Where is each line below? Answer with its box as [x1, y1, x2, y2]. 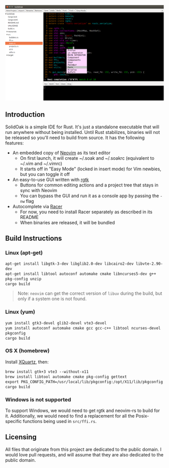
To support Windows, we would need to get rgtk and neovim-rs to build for [5, 407, 160, 414]
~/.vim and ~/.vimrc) [20, 160, 62, 166]
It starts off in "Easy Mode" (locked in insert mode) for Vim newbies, [20, 166, 161, 172]
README [20, 214, 39, 220]
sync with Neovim [20, 187, 58, 193]
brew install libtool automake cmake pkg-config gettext [5, 374, 127, 379]
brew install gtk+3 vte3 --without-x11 [5, 369, 89, 374]
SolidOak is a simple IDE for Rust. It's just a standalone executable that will [5, 124, 159, 130]
